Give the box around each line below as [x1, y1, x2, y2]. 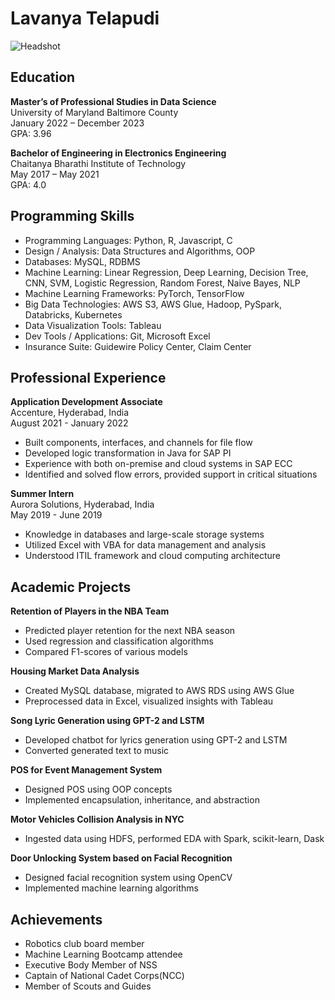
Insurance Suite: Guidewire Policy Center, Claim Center [24, 340, 252, 352]
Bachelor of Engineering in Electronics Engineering [10, 147, 227, 159]
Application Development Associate [10, 396, 163, 408]
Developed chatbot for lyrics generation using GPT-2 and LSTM [24, 734, 288, 746]
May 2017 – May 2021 [10, 168, 100, 180]
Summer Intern [10, 488, 75, 500]
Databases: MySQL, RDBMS [24, 255, 141, 267]
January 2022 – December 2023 [10, 117, 145, 129]
